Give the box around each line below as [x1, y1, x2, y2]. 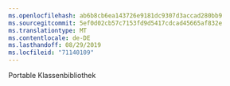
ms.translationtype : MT [8, 26, 88, 34]
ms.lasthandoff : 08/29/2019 [8, 41, 102, 49]
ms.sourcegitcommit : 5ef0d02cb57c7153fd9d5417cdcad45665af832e [8, 19, 223, 27]
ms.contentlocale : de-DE [8, 33, 91, 42]
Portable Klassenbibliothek [8, 71, 96, 80]
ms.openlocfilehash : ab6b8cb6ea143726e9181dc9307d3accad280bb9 [8, 11, 223, 20]
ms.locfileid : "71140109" [8, 49, 94, 57]
